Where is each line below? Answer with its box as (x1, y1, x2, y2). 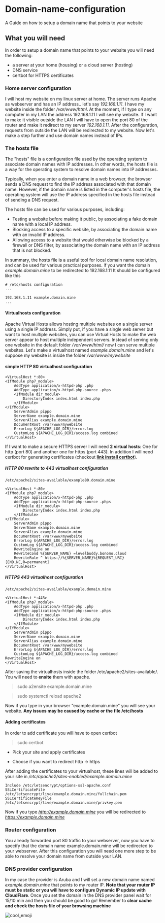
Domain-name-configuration (5, 3, 126, 15)
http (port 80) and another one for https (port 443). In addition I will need (5, 448, 153, 454)
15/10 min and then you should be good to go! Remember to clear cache (5, 898, 152, 904)
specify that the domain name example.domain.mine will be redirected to (5, 843, 153, 849)
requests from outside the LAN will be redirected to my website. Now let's (5, 127, 155, 134)
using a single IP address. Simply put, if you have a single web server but (5, 326, 154, 332)
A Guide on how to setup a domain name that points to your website (5, 20, 143, 26)
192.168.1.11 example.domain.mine (5, 295, 76, 300)
